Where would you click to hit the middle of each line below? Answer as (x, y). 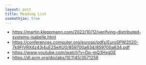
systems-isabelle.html (34, 37)
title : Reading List (26, 14)
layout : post (18, 9)
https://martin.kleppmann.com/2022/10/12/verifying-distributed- (76, 32)
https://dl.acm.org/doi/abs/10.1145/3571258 (55, 58)
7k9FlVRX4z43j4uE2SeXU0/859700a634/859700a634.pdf (71, 47)
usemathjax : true (23, 18)
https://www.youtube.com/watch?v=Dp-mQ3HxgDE (64, 52)
